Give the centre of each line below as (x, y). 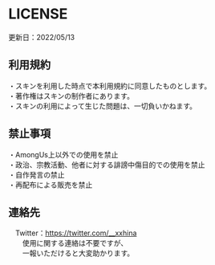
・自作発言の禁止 (37, 174)
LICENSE (38, 14)
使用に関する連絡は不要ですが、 (75, 243)
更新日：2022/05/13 (42, 37)
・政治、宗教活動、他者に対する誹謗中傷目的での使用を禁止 (107, 165)
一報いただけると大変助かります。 (78, 253)
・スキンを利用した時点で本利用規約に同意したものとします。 (110, 86)
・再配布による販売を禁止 (51, 185)
